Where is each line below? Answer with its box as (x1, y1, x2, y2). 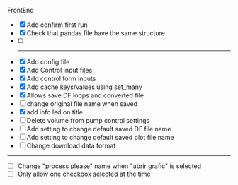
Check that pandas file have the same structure (26, 29, 165, 37)
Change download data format (26, 141, 116, 150)
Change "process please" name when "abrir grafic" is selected (17, 162, 202, 170)
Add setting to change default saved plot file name (26, 133, 175, 141)
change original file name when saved (26, 100, 138, 108)
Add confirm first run (26, 20, 89, 29)
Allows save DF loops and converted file (26, 91, 144, 100)
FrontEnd (7, 6, 34, 14)
